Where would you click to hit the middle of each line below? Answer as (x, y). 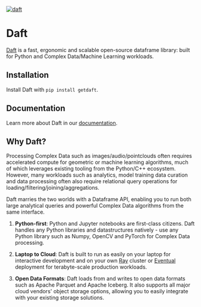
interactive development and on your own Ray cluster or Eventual (95, 261)
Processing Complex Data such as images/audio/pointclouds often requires (99, 156)
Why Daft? (26, 142)
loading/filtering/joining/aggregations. (53, 188)
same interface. (25, 212)
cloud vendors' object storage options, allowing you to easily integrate (101, 291)
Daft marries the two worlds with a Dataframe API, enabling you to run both (99, 199)
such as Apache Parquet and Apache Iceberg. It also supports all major (103, 285)
